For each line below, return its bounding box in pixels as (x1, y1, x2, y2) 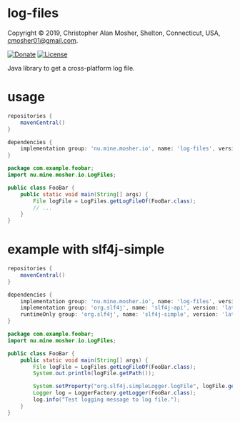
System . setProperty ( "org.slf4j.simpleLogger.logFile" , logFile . (33, 383, 229, 390)
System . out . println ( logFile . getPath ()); (33, 370, 155, 377)
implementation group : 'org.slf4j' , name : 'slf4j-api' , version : (20, 305, 219, 312)
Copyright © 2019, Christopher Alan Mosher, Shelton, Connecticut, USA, (7, 29, 221, 37)
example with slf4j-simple (7, 241, 165, 258)
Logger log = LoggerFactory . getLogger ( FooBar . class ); (33, 389, 196, 397)
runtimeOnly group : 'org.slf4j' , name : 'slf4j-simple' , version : (20, 311, 219, 318)
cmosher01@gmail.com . (7, 36, 79, 44)
